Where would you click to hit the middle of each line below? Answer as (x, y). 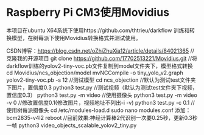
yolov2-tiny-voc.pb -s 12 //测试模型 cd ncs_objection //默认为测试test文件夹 (101, 80)
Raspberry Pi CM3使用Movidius (88, 12)
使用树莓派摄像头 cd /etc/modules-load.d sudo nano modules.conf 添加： (99, 110)
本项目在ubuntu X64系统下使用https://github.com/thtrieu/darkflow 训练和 (98, 30)
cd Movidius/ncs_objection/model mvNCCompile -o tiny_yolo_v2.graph (95, 73)
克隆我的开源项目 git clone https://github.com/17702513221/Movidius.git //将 (102, 58)
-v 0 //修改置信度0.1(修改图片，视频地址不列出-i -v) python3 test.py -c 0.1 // (100, 102)
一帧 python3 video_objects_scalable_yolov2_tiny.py (72, 125)
